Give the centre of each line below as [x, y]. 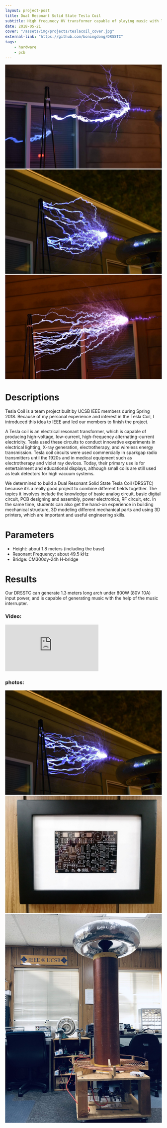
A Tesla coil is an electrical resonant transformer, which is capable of [76, 431]
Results [21, 579]
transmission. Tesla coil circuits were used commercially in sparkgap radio [81, 452]
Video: [13, 616]
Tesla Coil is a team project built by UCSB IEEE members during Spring [78, 411]
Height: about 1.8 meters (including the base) [58, 548]
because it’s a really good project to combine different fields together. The [81, 488]
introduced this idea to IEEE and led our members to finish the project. [77, 422]
